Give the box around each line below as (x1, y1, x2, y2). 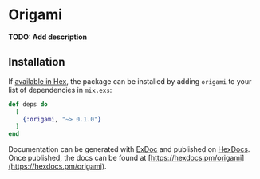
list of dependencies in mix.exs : (8, 85, 112, 94)
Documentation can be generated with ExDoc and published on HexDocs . (8, 145, 250, 154)
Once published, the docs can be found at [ (8, 153, 152, 163)
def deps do (8, 100, 48, 109)
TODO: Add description (8, 32, 88, 42)
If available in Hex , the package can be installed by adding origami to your (8, 76, 252, 86)
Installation (8, 55, 65, 69)
